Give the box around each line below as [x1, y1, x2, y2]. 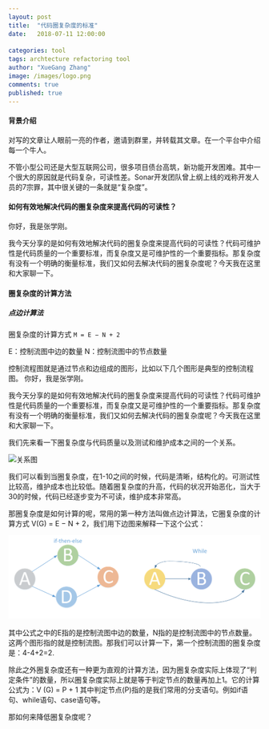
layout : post [8, 13, 52, 21]
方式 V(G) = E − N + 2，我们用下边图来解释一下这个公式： [14, 519, 206, 529]
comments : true [8, 80, 59, 88]
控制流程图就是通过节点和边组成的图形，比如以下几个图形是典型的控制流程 [8, 364, 254, 373]
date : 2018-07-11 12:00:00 [8, 30, 106, 38]
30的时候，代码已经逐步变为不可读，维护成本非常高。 [8, 492, 186, 501]
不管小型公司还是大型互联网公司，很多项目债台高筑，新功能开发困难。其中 [8, 162, 254, 171]
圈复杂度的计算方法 [8, 288, 72, 298]
